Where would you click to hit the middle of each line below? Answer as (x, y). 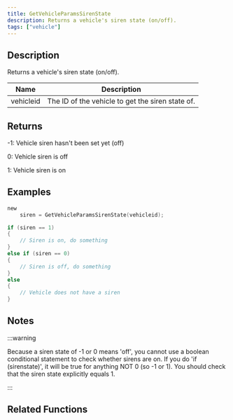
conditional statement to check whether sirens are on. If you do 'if (102, 359)
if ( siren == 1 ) (31, 228)
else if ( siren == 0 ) (39, 254)
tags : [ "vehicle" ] (34, 27)
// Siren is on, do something (64, 241)
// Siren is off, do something (65, 266)
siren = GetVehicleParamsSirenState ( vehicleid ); (92, 215)
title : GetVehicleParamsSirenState (59, 14)
